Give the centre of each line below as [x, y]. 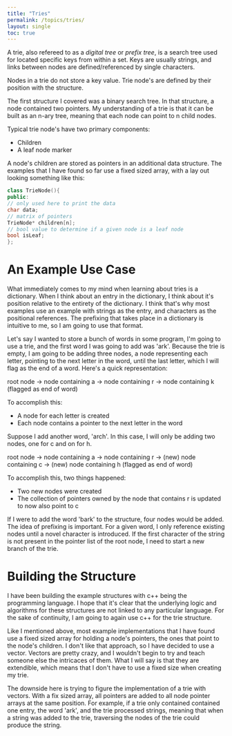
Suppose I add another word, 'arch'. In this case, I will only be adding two [111, 436]
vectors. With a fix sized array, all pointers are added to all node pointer [109, 696]
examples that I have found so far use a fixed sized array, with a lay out [108, 171]
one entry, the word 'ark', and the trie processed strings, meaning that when [115, 710]
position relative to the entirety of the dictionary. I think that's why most [108, 304]
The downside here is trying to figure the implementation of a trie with [107, 688]
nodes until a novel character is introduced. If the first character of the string [116, 534]
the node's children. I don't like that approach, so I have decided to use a [111, 646]
